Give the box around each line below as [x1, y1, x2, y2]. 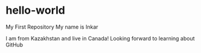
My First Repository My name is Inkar [5, 23, 98, 30]
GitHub [5, 41, 24, 48]
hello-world [5, 4, 66, 17]
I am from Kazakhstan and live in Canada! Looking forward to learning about [5, 35, 195, 42]
